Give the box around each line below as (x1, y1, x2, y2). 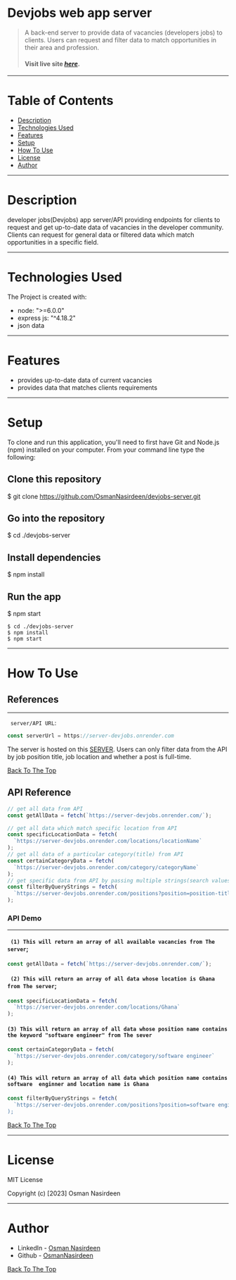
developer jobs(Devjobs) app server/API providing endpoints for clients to (7, 216, 221, 224)
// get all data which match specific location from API (7, 825, 178, 832)
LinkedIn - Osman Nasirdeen (17, 1243, 100, 1252)
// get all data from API (7, 805, 83, 812)
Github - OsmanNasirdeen (17, 1251, 93, 1260)
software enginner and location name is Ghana (7, 1081, 150, 1088)
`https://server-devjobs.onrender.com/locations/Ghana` (13, 1004, 181, 1011)
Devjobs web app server (7, 5, 152, 21)
